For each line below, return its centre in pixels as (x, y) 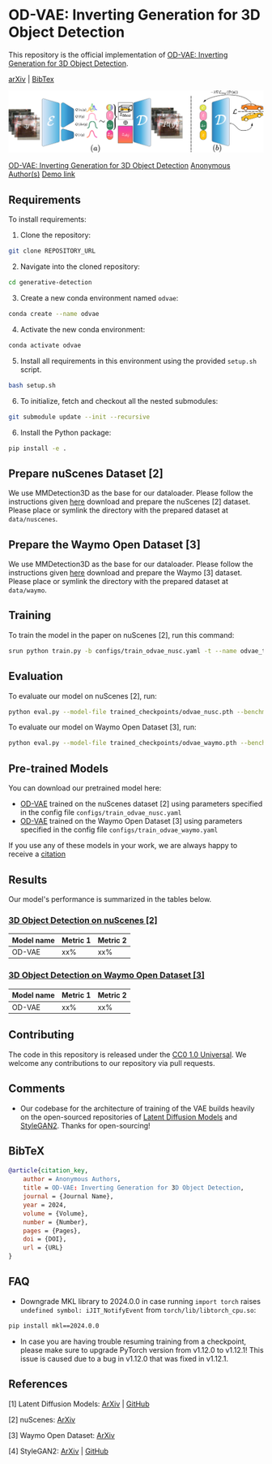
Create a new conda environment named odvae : (99, 298)
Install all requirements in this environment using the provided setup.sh (138, 361)
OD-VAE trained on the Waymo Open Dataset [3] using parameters (131, 821)
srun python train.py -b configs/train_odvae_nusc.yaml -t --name (123, 651)
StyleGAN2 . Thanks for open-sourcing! (85, 1125)
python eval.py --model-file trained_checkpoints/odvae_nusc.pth (121, 712)
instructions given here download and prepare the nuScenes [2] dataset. (130, 502)
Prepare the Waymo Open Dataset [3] (104, 545)
